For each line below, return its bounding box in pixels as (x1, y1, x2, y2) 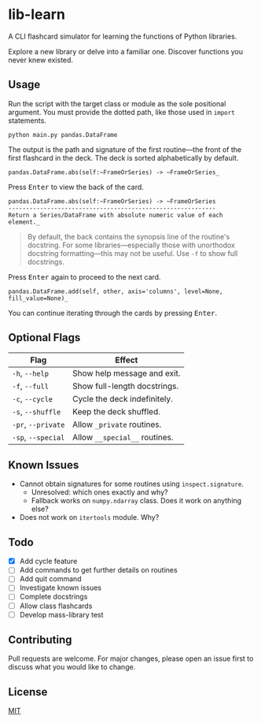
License (8, 685, 48, 699)
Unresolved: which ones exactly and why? (31, 488, 168, 497)
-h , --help (12, 368, 50, 379)
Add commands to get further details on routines (19, 565, 178, 575)
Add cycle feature (19, 557, 78, 566)
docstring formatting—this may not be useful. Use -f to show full (27, 248, 238, 258)
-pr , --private (12, 419, 65, 430)
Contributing (8, 633, 72, 647)
